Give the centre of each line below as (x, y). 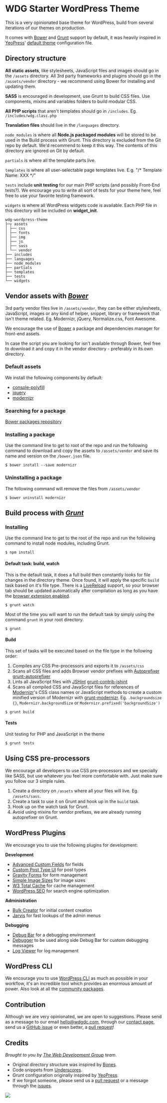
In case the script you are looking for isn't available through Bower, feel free (83, 343)
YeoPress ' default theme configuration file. (49, 42)
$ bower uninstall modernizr (35, 498)
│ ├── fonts (17, 232)
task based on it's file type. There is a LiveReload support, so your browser (82, 585)
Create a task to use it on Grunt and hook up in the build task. (76, 801)
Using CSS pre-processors (48, 759)
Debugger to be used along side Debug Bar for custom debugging (80, 940)
